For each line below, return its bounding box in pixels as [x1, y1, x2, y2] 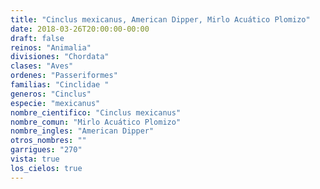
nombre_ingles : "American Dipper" [10, 126, 155, 136]
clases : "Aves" [10, 61, 74, 71]
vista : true [10, 154, 60, 164]
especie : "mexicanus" [10, 98, 101, 108]
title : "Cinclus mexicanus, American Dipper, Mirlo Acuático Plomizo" [10, 14, 311, 25]
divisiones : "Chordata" [10, 52, 110, 62]
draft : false [10, 33, 65, 43]
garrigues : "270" [10, 145, 83, 155]
